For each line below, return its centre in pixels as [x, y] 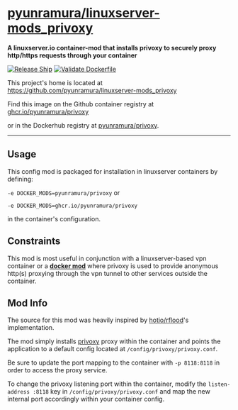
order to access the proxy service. [57, 370]
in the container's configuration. [54, 218]
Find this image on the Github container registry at [81, 104]
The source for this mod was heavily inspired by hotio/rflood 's [98, 320]
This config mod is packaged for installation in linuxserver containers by [113, 171]
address [19, 392]
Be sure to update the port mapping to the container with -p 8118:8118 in [114, 362]
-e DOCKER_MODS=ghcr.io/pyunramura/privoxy [73, 206]
